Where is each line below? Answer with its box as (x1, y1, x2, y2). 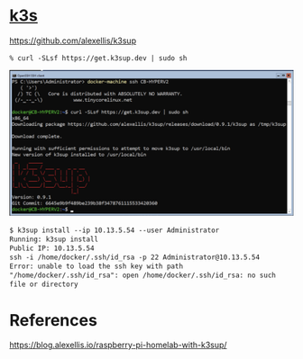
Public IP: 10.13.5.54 (9, 244, 95, 253)
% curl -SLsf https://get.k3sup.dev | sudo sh (9, 53, 188, 63)
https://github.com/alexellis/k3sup (9, 35, 137, 46)
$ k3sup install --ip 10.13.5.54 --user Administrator (9, 226, 220, 235)
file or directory (9, 280, 78, 289)
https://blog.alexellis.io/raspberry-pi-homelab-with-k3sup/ (9, 339, 227, 351)
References (9, 310, 97, 330)
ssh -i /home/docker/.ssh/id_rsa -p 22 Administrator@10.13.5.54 (9, 253, 260, 262)
